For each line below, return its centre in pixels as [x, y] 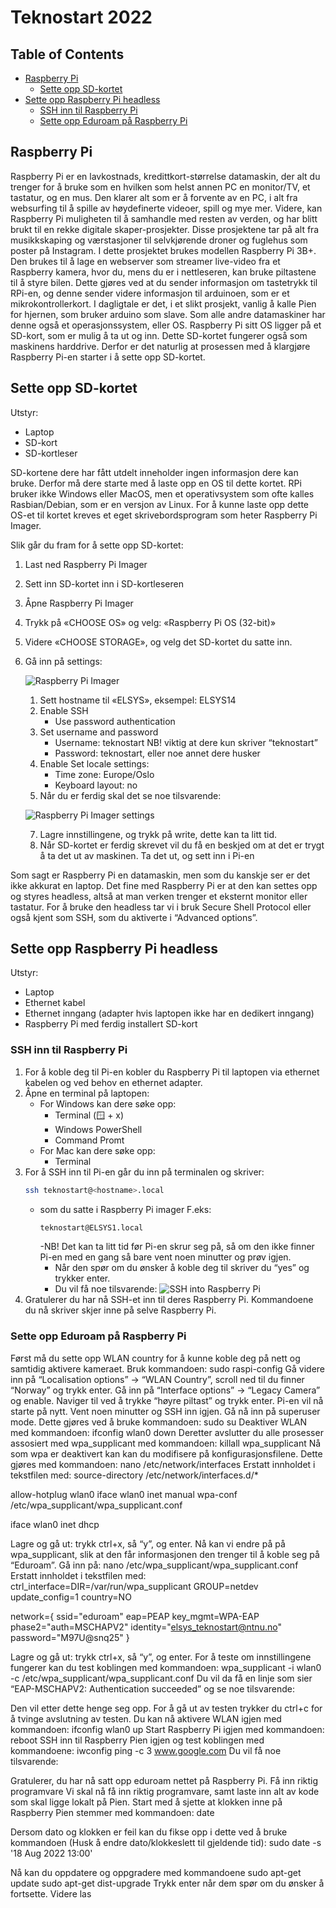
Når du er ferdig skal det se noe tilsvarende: [130, 795]
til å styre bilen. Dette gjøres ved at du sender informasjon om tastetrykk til [164, 282]
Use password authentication [115, 721]
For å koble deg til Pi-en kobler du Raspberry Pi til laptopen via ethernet [172, 1072]
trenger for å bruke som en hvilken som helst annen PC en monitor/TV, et [160, 187]
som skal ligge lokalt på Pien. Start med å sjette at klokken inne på [146, 1802]
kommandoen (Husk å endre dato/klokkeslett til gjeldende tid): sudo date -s [166, 1842]
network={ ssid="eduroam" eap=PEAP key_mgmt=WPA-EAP [135, 1616]
